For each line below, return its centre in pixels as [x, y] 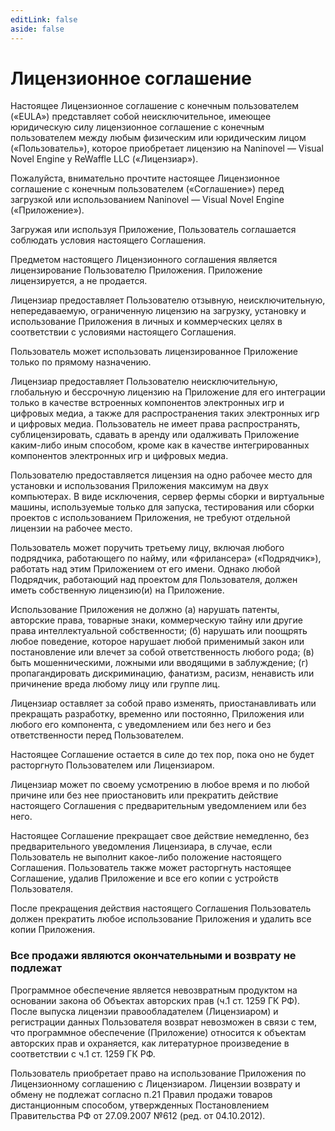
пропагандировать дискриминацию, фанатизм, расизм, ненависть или [162, 673]
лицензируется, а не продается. [79, 281]
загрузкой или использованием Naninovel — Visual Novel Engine [147, 200]
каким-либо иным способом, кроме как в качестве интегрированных [160, 445]
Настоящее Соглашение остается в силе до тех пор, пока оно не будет [162, 755]
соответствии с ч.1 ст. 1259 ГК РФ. [83, 1053]
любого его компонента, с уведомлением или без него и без [141, 725]
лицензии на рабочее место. [71, 528]
